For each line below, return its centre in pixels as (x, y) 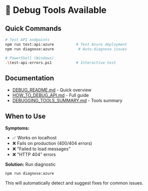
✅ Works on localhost (34, 138)
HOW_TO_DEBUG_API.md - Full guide (50, 95)
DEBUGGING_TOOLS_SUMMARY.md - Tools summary (67, 101)
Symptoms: (17, 128)
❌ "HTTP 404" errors (34, 154)
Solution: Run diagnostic (30, 164)
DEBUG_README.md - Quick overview (52, 90)
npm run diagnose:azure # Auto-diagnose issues (66, 49)
